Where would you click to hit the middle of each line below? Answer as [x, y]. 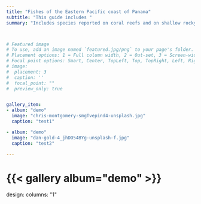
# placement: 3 [26, 72]
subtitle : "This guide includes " [49, 17]
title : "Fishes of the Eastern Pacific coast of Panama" [79, 12]
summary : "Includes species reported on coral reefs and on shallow [93, 23]
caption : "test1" [33, 121]
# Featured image [28, 44]
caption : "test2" [33, 143]
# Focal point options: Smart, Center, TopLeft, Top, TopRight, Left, [96, 61]
